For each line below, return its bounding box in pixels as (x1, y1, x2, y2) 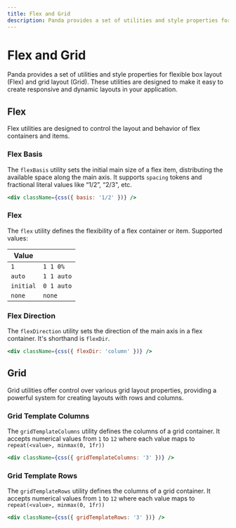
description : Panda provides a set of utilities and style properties (7, 17, 218, 24)
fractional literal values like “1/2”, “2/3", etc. (7, 180, 132, 188)
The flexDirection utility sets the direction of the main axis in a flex (7, 327, 203, 335)
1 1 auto (43, 272, 72, 280)
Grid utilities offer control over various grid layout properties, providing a (7, 386, 217, 394)
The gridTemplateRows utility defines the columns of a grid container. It (7, 487, 211, 496)
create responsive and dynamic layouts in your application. (7, 85, 178, 94)
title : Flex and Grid (7, 10, 71, 18)
